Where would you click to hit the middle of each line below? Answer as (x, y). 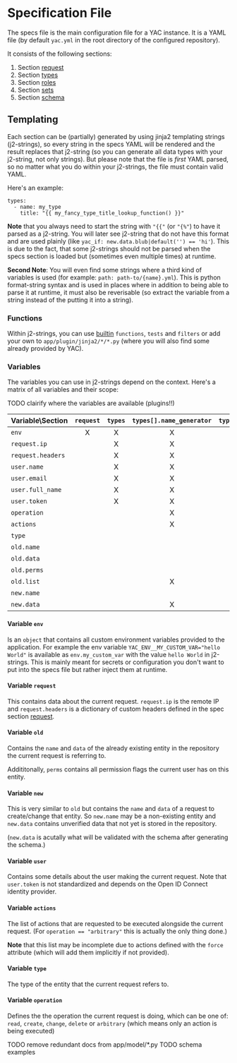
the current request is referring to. (57, 755)
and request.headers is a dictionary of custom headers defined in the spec (116, 709)
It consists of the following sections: (60, 54)
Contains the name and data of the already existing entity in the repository (114, 748)
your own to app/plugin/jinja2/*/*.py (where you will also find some (109, 341)
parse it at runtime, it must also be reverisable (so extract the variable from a (119, 292)
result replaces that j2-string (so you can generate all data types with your (115, 151)
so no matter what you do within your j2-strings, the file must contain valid (115, 167)
